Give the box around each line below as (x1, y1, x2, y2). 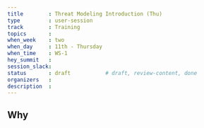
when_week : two (7, 37, 65, 44)
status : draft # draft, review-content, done (7, 69, 198, 76)
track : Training (7, 23, 80, 30)
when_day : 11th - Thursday (7, 43, 102, 50)
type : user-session (7, 17, 93, 24)
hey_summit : (7, 57, 52, 64)
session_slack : (7, 63, 52, 70)
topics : (7, 30, 52, 37)
